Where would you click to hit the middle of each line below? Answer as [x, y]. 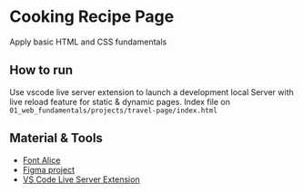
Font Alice [41, 159]
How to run [41, 70]
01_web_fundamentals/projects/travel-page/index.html [114, 111]
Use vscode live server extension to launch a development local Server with [151, 92]
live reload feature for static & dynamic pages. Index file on [120, 101]
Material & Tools [56, 138]
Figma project [49, 169]
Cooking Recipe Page [92, 17]
